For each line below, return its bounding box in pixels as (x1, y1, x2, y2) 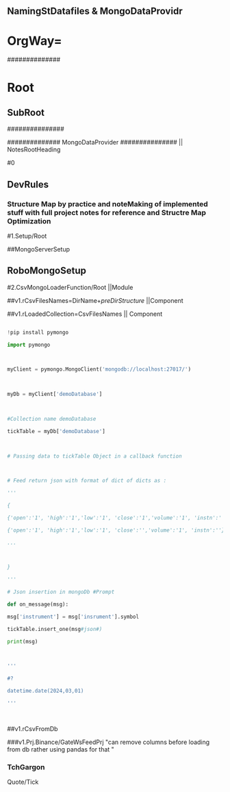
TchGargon (7, 762, 46, 771)
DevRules (7, 178, 49, 190)
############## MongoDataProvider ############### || (7, 138, 183, 147)
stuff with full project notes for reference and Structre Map (7, 208, 207, 217)
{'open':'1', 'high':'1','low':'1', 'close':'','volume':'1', (7, 527, 188, 534)
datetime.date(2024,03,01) (7, 688, 84, 695)
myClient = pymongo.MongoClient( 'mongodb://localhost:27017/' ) (7, 366, 192, 373)
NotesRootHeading (7, 145, 61, 153)
